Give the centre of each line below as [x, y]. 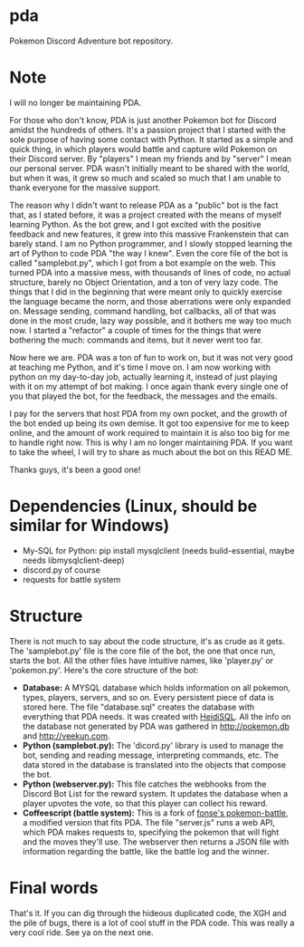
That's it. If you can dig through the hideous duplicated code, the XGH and [148, 913]
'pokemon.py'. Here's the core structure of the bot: [104, 670]
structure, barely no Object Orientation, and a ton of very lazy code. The [144, 282]
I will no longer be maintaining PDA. [76, 102]
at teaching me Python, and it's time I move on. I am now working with [140, 367]
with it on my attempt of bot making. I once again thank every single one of [149, 386]
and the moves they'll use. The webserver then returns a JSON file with [156, 841]
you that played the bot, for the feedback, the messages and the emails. [143, 396]
